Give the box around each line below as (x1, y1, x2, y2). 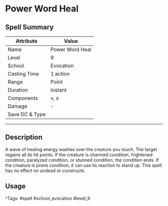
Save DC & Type (7, 111, 46, 118)
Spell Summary (5, 23, 54, 31)
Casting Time (7, 70, 39, 77)
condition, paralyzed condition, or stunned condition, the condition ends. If (5, 157, 159, 163)
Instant (50, 87, 67, 93)
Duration (7, 87, 28, 93)
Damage (7, 103, 27, 110)
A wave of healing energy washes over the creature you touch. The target (5, 146, 157, 152)
